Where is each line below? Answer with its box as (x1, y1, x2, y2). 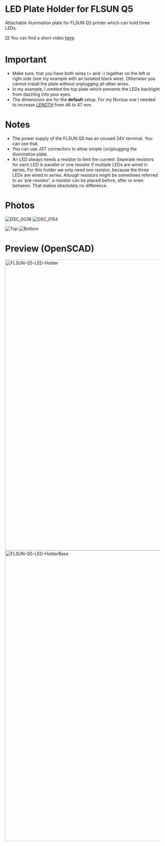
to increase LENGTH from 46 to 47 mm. (12, 102, 92, 108)
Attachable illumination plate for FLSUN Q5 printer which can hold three (5, 20, 150, 26)
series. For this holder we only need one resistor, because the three (12, 167, 149, 173)
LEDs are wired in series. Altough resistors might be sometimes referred (12, 172, 158, 178)
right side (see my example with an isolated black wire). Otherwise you (12, 75, 156, 81)
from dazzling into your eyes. (12, 91, 72, 97)
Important (5, 54, 47, 65)
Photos (5, 200, 35, 211)
